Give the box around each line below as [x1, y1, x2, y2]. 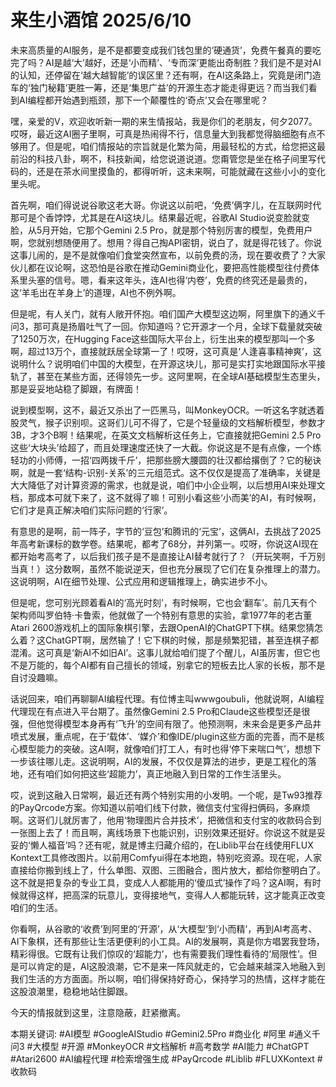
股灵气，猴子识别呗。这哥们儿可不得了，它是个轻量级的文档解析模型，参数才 [10, 416, 326, 428]
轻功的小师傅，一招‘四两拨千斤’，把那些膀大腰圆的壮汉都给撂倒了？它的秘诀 [10, 454, 322, 466]
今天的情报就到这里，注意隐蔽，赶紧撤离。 [10, 1006, 186, 1018]
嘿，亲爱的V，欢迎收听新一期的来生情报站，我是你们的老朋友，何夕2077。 [10, 115, 318, 127]
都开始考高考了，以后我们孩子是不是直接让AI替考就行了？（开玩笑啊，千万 [10, 550, 317, 562]
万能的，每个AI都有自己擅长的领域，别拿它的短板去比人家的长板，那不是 [27, 659, 326, 671]
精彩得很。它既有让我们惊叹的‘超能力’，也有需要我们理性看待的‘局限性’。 [10, 947, 309, 960]
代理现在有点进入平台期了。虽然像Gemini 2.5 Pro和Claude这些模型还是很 [10, 705, 311, 717]
